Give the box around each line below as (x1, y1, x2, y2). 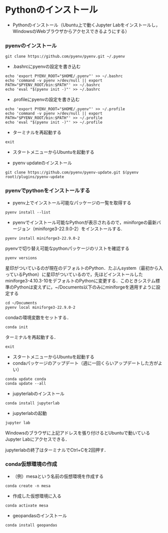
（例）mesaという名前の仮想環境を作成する (12, 473, 104, 479)
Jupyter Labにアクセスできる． (5, 436, 70, 442)
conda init (5, 325, 28, 330)
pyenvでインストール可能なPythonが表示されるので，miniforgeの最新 (12, 219, 157, 225)
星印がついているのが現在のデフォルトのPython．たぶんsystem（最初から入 (5, 265, 163, 271)
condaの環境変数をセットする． (5, 314, 72, 321)
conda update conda (5, 376, 46, 381)
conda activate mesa (5, 503, 49, 508)
